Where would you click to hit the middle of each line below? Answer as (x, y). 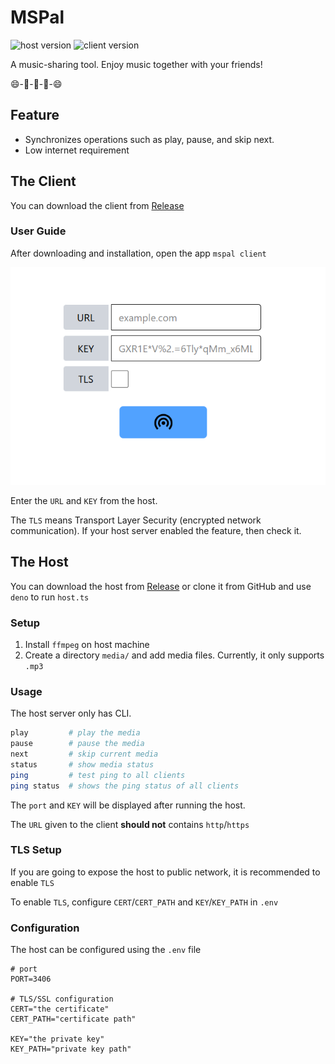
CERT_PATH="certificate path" (73, 1019)
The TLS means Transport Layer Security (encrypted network (136, 520)
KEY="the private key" (57, 1039)
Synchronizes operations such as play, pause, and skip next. (149, 139)
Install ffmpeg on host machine (87, 644)
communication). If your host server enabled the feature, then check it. (156, 530)
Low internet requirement (77, 150)
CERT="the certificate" (60, 1009)
